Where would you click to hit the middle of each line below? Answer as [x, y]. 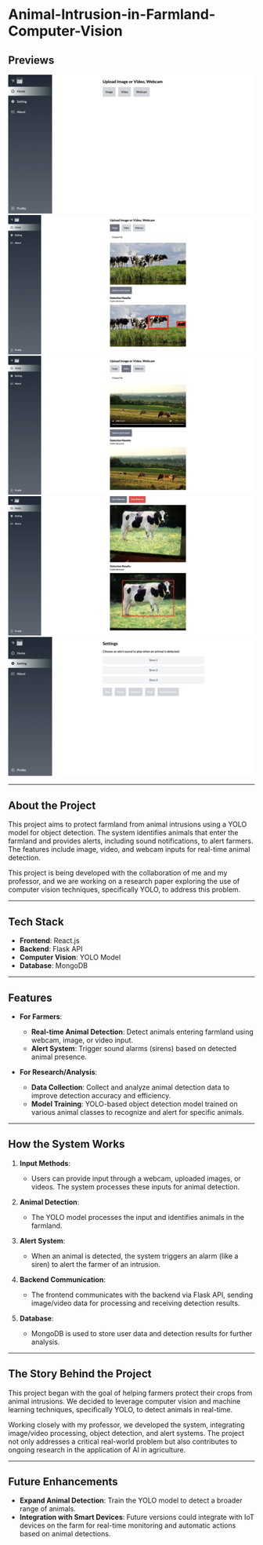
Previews [31, 60]
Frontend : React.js [49, 941]
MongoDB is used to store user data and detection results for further [142, 1333]
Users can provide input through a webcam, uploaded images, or [136, 1178]
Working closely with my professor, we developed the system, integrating [126, 1424]
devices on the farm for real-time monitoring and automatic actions [128, 1525]
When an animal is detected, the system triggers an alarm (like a [135, 1256]
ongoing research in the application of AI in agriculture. [97, 1449]
